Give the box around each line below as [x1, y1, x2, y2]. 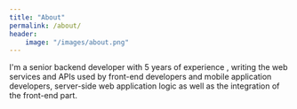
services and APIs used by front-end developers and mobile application [9, 72, 272, 82]
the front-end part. [9, 90, 78, 101]
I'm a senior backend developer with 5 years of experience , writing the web [9, 62, 288, 73]
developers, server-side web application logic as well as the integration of [9, 81, 280, 91]
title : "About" [9, 12, 66, 22]
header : [9, 29, 38, 38]
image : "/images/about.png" [25, 37, 129, 47]
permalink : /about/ [9, 21, 82, 30]
